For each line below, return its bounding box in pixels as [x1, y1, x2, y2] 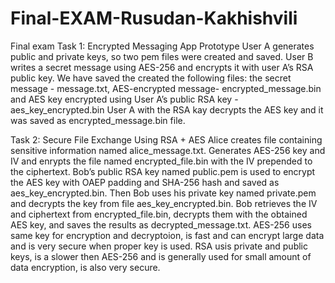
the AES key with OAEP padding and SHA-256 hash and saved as [10, 176, 280, 188]
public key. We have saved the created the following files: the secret [10, 72, 292, 84]
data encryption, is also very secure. [10, 261, 161, 273]
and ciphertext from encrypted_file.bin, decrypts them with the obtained [10, 208, 308, 220]
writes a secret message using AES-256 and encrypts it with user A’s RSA [10, 61, 314, 73]
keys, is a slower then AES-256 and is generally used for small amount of [10, 250, 312, 262]
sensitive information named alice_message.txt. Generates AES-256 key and [10, 144, 326, 156]
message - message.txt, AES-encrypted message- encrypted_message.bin [10, 82, 322, 94]
